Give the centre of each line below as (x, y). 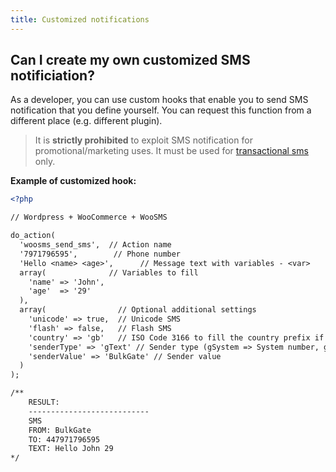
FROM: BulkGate (60, 430)
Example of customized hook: (73, 181)
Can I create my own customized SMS (130, 60)
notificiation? (52, 76)
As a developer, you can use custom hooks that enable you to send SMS (159, 100)
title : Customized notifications (80, 19)
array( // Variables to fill (109, 272)
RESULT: (44, 402)
